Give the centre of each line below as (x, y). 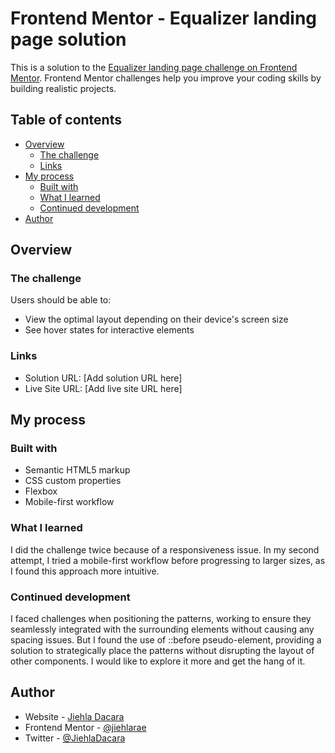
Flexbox (41, 491)
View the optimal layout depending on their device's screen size (156, 319)
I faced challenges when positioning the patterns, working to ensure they (161, 619)
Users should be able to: (61, 300)
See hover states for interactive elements (109, 330)
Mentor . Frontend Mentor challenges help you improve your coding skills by (166, 78)
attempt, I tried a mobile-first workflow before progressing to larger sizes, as (168, 560)
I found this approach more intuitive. (85, 571)
